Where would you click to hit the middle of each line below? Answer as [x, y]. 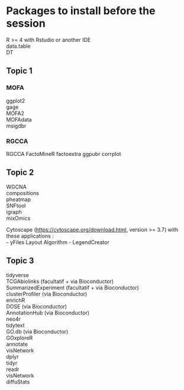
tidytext [15, 325]
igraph [14, 212]
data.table [18, 46]
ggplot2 [16, 100]
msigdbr [16, 126]
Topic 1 [19, 71]
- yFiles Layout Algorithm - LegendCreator [58, 242]
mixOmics [18, 218]
